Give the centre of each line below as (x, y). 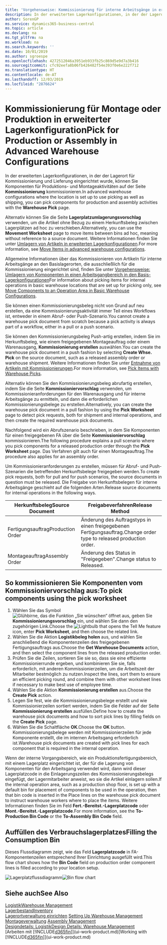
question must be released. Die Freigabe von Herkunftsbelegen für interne (81, 482)
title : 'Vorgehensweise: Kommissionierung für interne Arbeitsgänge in (81, 10)
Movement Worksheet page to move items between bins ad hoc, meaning (82, 233)
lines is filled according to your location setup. (52, 868)
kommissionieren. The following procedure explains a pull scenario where (80, 440)
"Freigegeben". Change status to (119, 559)
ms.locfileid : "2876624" (31, 84)
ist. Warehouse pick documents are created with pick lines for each (81, 743)
